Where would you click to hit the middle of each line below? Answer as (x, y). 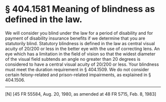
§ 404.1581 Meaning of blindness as (80, 9)
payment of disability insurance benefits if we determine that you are (75, 38)
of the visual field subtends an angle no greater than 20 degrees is (73, 59)
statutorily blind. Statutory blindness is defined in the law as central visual (80, 43)
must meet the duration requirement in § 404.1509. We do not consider (77, 69)
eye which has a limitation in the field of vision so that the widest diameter (80, 54)
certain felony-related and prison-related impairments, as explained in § (78, 75)
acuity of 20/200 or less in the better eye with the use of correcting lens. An (83, 49)
